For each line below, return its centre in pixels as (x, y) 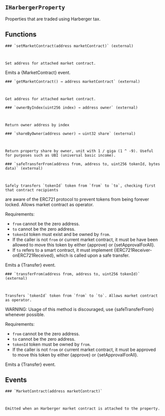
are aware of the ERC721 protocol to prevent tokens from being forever (77, 199)
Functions (21, 34)
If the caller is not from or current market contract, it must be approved (84, 350)
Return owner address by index (37, 125)
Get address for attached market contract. (51, 99)
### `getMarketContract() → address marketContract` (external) (73, 81)
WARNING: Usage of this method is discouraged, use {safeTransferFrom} (80, 309)
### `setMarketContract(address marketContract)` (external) (69, 46)
